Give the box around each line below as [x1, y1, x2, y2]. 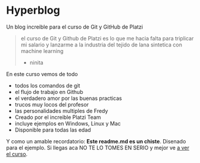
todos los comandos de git [14, 81, 80, 89]
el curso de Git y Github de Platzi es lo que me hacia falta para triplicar [20, 35, 194, 42]
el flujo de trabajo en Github [14, 88, 83, 95]
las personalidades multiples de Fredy [14, 107, 108, 114]
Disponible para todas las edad [14, 126, 91, 133]
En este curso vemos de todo [6, 70, 79, 77]
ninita [29, 59, 43, 66]
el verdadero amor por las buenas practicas [14, 95, 122, 102]
